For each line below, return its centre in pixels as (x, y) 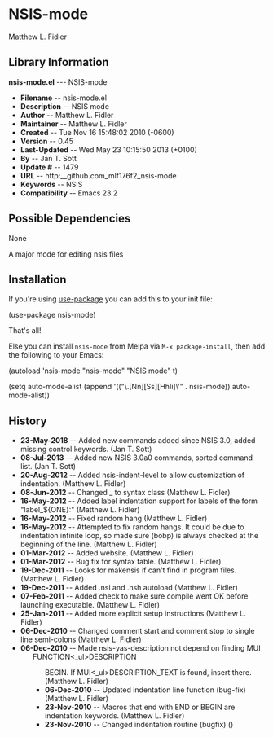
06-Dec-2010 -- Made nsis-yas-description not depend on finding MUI (140, 648)
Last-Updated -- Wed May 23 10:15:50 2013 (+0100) (109, 149)
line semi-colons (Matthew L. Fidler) (81, 639)
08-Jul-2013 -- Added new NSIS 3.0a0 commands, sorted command (136, 458)
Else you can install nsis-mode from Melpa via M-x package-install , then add (137, 346)
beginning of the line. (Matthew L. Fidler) (88, 544)
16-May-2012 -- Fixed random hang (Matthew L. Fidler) (114, 519)
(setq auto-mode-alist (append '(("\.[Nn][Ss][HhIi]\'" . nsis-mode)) (119, 387)
